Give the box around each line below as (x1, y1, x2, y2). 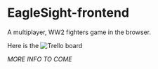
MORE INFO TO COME (7, 54, 72, 63)
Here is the (7, 41, 39, 49)
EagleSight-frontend (7, 5, 130, 21)
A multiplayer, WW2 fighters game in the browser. (7, 28, 152, 36)
